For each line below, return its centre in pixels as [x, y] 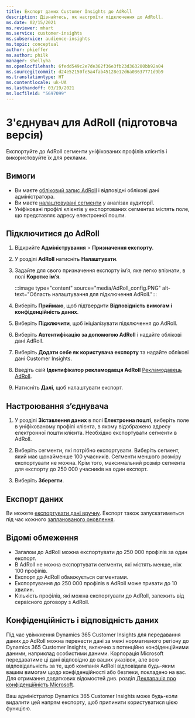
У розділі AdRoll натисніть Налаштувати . [66, 259]
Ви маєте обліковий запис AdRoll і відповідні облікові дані [87, 190]
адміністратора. [35, 196]
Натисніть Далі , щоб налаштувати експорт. [69, 388]
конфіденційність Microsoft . [40, 685]
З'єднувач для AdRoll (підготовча [92, 123]
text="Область [32, 294]
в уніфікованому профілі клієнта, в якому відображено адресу [93, 427]
